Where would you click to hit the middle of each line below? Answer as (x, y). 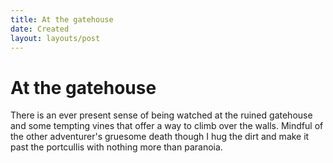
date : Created (40, 29)
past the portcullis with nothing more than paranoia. (116, 147)
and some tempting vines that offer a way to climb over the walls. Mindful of (167, 126)
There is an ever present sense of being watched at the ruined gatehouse (161, 115)
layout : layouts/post (55, 38)
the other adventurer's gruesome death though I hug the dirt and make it (160, 137)
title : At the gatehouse (62, 19)
